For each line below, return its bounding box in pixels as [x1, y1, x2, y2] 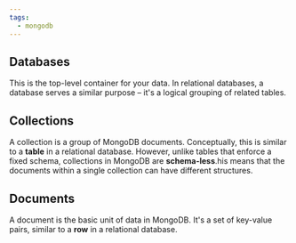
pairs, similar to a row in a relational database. [9, 223, 178, 234]
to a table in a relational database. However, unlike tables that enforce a [9, 146, 272, 157]
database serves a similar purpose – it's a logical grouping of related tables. [9, 87, 287, 98]
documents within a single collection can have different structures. [9, 166, 253, 176]
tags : [9, 12, 29, 22]
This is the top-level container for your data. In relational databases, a [9, 77, 264, 89]
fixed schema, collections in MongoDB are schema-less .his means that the [9, 156, 285, 166]
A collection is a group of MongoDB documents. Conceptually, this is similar [9, 137, 287, 148]
